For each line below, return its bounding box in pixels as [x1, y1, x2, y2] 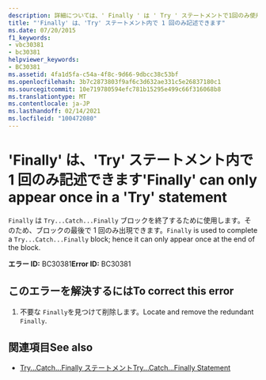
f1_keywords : [8, 33, 51, 42]
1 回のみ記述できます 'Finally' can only [8, 171, 257, 189]
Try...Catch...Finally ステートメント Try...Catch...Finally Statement [19, 363, 231, 373]
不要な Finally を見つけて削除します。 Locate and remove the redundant [19, 306, 254, 317]
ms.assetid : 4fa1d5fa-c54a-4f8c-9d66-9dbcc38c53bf [8, 70, 179, 78]
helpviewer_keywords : [8, 56, 80, 64]
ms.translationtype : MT [8, 93, 87, 101]
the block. [8, 242, 41, 252]
